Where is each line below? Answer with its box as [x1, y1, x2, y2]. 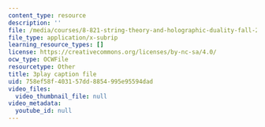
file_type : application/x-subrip [8, 33, 118, 42]
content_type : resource [8, 11, 87, 20]
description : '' [8, 19, 62, 27]
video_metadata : [8, 99, 62, 107]
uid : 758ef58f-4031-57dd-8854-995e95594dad [8, 77, 154, 85]
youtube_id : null [15, 107, 73, 115]
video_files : [8, 84, 51, 93]
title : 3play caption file [8, 70, 97, 78]
